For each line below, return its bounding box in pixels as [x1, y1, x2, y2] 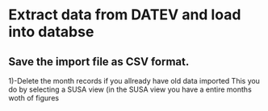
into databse [8, 23, 94, 41]
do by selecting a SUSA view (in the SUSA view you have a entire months [8, 84, 252, 94]
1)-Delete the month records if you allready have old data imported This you [8, 76, 261, 85]
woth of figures [8, 93, 59, 102]
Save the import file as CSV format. [8, 55, 190, 68]
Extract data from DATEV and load [8, 6, 241, 24]
